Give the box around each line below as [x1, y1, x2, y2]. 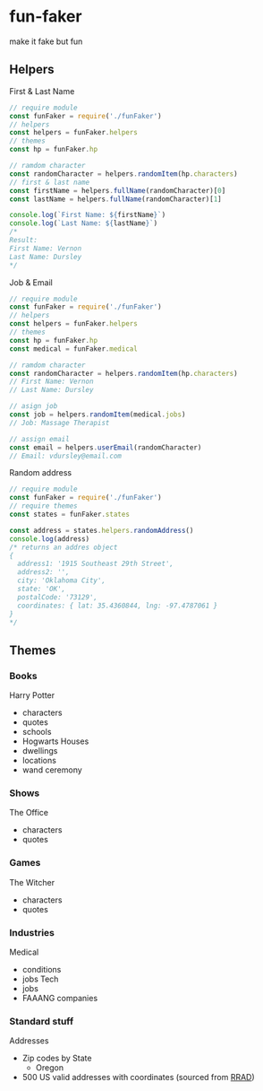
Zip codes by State [21, 1052, 92, 1064]
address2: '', [17, 568, 70, 577]
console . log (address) [9, 534, 90, 544]
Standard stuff [9, 1015, 74, 1027]
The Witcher [9, 877, 55, 887]
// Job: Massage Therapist [9, 418, 110, 427]
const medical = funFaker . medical [9, 344, 139, 353]
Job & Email [9, 276, 54, 288]
